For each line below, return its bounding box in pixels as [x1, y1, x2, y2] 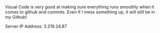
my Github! [5, 14, 27, 20]
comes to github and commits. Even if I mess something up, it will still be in [5, 9, 155, 15]
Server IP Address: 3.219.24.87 [5, 23, 67, 29]
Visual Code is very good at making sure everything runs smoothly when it [5, 4, 155, 10]
